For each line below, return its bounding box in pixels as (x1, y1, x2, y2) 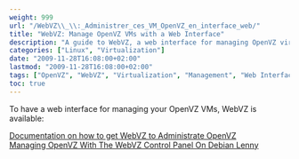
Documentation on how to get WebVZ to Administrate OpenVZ (9, 130, 237, 140)
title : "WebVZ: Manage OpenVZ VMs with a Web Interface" (9, 29, 225, 38)
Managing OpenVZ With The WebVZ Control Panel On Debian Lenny (9, 139, 260, 150)
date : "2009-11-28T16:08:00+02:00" (9, 54, 141, 63)
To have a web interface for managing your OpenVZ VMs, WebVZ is (9, 103, 257, 114)
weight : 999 (9, 12, 53, 22)
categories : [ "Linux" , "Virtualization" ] (9, 46, 166, 55)
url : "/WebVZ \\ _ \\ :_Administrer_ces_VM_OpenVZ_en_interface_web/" (9, 21, 261, 30)
